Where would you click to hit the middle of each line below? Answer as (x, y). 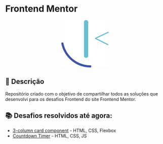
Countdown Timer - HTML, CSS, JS (50, 136)
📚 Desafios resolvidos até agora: (59, 116)
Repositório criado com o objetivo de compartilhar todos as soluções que (82, 93)
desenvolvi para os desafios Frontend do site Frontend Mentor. (71, 99)
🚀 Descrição (25, 82)
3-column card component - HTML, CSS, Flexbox (64, 130)
